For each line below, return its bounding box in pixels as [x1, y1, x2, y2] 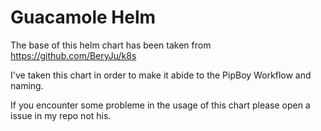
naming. [10, 79, 44, 91]
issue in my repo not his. [10, 109, 112, 121]
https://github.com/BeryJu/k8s [10, 49, 137, 61]
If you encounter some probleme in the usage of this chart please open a [10, 99, 311, 111]
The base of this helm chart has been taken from [10, 39, 212, 51]
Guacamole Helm [10, 6, 157, 29]
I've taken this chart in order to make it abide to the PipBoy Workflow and [10, 69, 312, 81]
